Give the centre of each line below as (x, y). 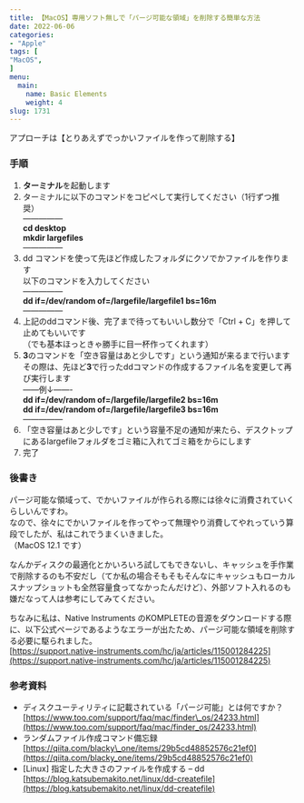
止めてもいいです (54, 332)
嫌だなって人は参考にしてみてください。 (85, 598)
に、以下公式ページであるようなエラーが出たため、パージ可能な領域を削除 (148, 629)
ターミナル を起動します (66, 185)
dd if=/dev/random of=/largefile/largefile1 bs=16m (119, 300)
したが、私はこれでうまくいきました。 (97, 534)
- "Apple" (28, 43)
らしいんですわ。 (41, 511)
